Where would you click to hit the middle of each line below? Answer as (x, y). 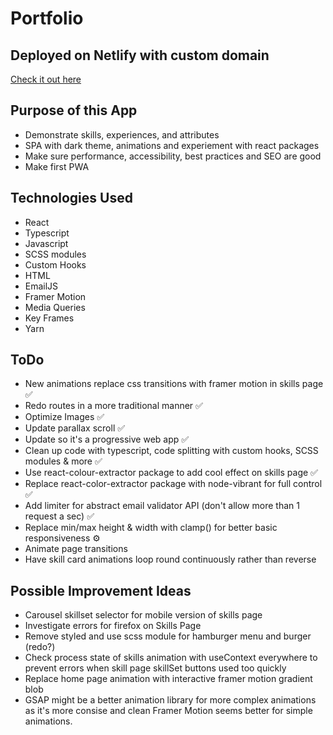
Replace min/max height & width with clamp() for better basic (151, 528)
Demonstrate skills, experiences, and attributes (122, 134)
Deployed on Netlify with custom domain (140, 55)
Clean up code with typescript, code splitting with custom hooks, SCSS (171, 451)
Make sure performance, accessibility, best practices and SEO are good (173, 156)
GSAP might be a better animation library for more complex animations (170, 700)
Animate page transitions (76, 549)
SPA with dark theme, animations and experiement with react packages (172, 145)
